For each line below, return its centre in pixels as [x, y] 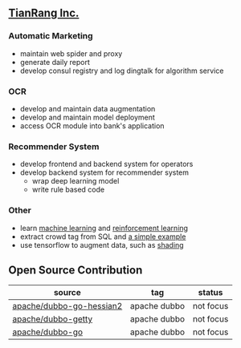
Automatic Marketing [51, 36]
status [210, 293]
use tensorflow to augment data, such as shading [102, 245]
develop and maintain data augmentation [88, 108]
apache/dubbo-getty [53, 319]
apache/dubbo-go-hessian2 [67, 306]
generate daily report [55, 62]
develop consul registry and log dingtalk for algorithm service [122, 71]
